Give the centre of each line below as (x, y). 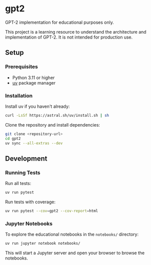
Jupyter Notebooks (29, 223)
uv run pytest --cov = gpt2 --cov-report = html (52, 211)
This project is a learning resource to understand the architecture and (76, 32)
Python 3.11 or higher (34, 78)
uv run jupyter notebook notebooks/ (43, 243)
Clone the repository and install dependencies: (53, 125)
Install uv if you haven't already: (38, 106)
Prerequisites (21, 67)
